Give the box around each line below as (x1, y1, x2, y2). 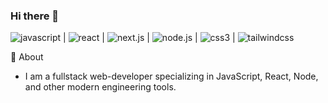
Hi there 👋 (10, 9, 60, 23)
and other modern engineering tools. (24, 81, 177, 93)
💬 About (10, 51, 44, 63)
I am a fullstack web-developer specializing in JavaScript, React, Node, (24, 70, 319, 83)
